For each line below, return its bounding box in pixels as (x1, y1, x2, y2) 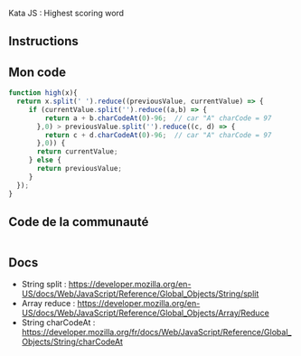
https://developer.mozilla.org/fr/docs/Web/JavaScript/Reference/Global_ (21, 327, 292, 338)
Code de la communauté (8, 214, 149, 230)
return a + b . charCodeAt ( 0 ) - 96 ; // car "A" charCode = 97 (44, 113, 272, 123)
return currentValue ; (36, 147, 118, 156)
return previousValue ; (36, 164, 123, 173)
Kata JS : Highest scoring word (8, 8, 124, 18)
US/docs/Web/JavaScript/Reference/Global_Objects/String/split (21, 288, 259, 299)
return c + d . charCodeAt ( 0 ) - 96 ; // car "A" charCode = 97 (44, 130, 272, 139)
